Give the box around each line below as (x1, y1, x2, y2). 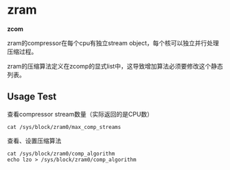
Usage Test (7, 91, 57, 103)
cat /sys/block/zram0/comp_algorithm (7, 150, 115, 157)
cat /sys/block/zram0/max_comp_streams (7, 123, 122, 130)
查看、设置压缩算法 (7, 136, 62, 145)
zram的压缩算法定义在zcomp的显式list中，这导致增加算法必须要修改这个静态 (7, 62, 223, 70)
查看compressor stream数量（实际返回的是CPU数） (7, 110, 153, 118)
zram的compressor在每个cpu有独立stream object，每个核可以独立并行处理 (7, 38, 220, 47)
